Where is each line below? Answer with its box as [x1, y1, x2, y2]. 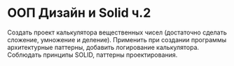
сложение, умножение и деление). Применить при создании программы [7, 35, 226, 44]
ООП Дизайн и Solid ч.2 [7, 5, 151, 21]
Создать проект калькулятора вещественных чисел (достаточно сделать [7, 28, 227, 37]
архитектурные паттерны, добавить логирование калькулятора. [7, 43, 200, 51]
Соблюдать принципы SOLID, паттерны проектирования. [7, 51, 178, 59]
